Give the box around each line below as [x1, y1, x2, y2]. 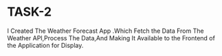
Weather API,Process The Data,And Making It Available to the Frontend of [7, 33, 215, 42]
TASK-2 [7, 4, 52, 20]
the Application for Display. [7, 41, 84, 49]
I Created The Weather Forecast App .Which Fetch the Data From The [7, 27, 204, 35]
